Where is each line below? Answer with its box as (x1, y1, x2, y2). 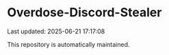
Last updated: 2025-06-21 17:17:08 (7, 27, 105, 35)
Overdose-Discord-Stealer (7, 5, 162, 20)
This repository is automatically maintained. (7, 40, 130, 48)
